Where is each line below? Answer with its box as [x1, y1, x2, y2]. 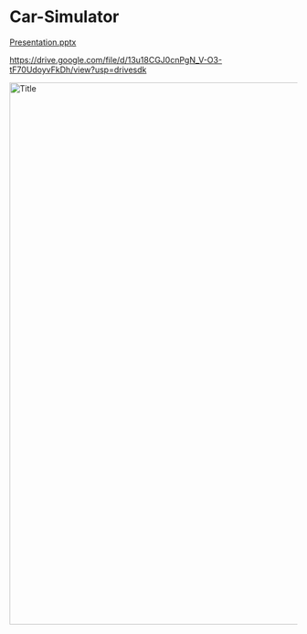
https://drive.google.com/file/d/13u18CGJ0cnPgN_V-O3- [9, 54, 222, 65]
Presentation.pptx [9, 37, 77, 48]
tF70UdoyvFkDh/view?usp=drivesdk [9, 64, 147, 75]
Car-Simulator [9, 6, 120, 27]
